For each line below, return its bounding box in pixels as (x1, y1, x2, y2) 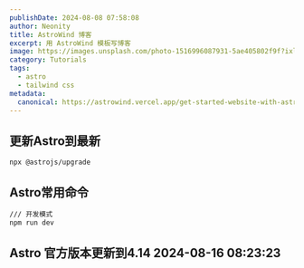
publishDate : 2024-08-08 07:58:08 (9, 13, 140, 23)
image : (9, 47, 34, 56)
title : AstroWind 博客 (9, 30, 92, 39)
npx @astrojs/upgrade (9, 158, 91, 167)
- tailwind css (17, 81, 75, 90)
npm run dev (9, 218, 54, 227)
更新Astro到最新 (9, 133, 101, 148)
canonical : (17, 97, 59, 107)
